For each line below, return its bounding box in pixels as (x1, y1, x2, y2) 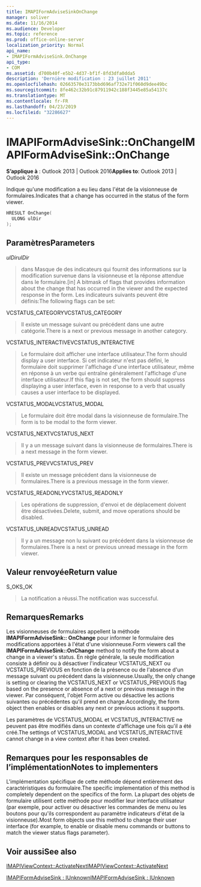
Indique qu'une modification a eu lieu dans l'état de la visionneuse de (6, 186, 178, 193)
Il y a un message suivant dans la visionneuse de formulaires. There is (20, 441, 193, 449)
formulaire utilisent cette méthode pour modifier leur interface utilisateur (6, 797, 185, 805)
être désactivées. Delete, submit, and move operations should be (20, 507, 181, 514)
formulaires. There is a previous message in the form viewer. (20, 477, 169, 485)
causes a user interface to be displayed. (20, 389, 121, 396)
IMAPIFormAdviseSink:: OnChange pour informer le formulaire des (6, 634, 174, 641)
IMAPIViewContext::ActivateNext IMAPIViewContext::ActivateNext (6, 862, 169, 870)
